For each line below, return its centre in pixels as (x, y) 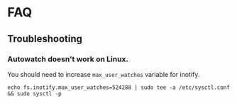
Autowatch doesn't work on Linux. (68, 59)
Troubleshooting (45, 39)
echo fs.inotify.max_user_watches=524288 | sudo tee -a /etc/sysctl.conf (119, 87)
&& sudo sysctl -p (34, 93)
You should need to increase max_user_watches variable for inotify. (104, 74)
